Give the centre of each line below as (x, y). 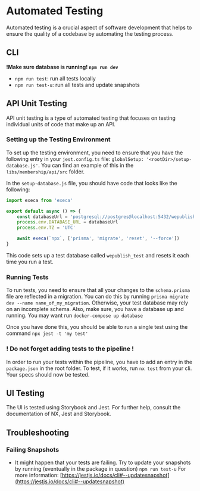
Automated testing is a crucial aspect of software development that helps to (99, 27)
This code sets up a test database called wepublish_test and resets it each (98, 255)
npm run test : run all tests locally (55, 78)
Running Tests (27, 277)
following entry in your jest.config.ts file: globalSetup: (75, 159)
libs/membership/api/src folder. (46, 172)
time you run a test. (30, 262)
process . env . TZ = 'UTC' (46, 228)
